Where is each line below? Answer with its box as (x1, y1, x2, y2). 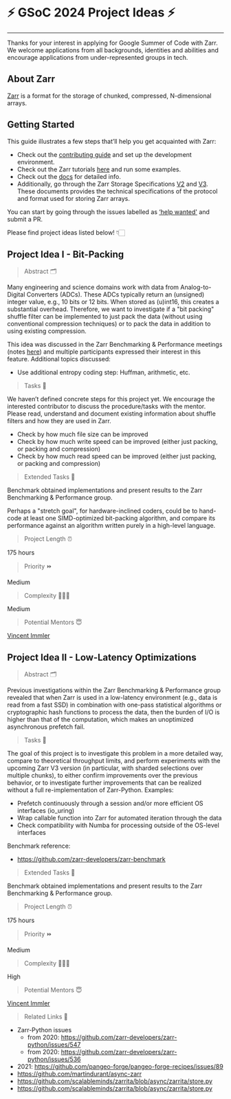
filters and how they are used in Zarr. (7, 417, 111, 425)
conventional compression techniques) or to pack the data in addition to (7, 320, 211, 328)
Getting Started (7, 119, 75, 131)
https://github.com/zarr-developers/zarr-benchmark (16, 855, 166, 864)
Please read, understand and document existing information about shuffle (7, 409, 217, 418)
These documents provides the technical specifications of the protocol (16, 186, 218, 195)
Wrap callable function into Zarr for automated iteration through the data (16, 814, 222, 822)
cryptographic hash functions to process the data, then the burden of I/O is (7, 708, 220, 716)
